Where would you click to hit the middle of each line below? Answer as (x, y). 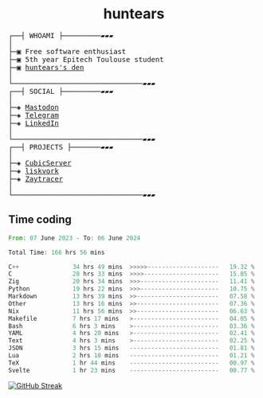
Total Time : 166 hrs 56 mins (57, 252)
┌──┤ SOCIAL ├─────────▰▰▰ (61, 91)
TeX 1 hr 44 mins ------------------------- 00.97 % (131, 363)
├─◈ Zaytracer (36, 179)
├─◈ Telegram (34, 115)
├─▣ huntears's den (46, 67)
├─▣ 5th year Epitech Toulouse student (86, 59)
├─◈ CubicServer (40, 163)
